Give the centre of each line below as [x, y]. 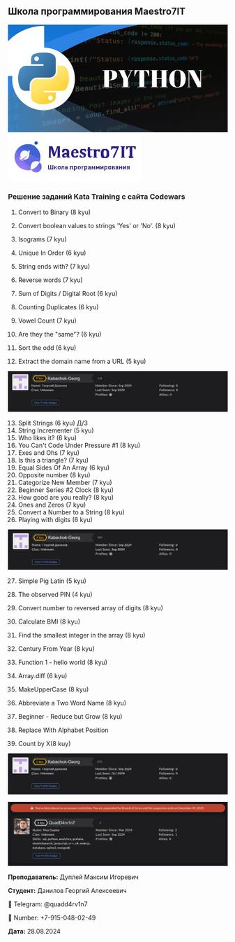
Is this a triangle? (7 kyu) [53, 461]
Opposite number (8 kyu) [54, 475]
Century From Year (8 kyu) [56, 649]
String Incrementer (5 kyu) [56, 430]
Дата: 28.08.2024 [35, 931]
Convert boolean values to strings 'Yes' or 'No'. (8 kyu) [97, 225]
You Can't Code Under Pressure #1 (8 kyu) [79, 445]
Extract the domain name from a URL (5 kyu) [82, 361]
